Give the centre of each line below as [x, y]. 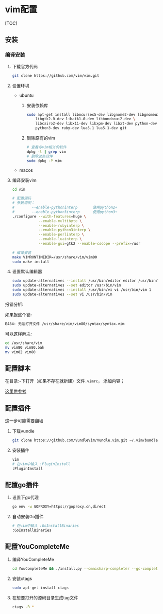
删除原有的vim [41, 138]
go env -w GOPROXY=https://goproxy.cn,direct [59, 507]
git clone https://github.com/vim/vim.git [56, 75]
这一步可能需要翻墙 [24, 421]
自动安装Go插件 [28, 517]
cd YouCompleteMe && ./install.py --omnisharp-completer [71, 569]
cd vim [19, 189]
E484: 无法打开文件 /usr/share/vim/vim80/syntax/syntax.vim [65, 324]
